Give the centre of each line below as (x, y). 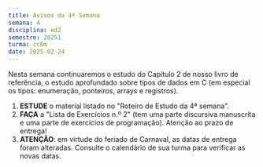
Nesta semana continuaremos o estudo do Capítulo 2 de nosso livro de (123, 74)
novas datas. (40, 156)
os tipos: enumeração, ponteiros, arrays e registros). (93, 91)
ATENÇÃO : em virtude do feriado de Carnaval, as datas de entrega (128, 139)
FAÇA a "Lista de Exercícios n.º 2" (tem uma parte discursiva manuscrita (137, 114)
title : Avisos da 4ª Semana (54, 15)
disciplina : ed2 (35, 30)
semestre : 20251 (35, 37)
